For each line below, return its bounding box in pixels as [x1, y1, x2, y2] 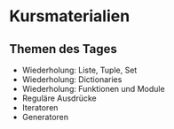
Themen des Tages [9, 42, 118, 57]
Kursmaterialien [9, 6, 130, 27]
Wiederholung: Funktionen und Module [21, 84, 166, 94]
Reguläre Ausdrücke [21, 93, 97, 103]
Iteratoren [21, 102, 59, 112]
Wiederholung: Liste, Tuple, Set [21, 64, 138, 75]
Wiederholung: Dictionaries [21, 74, 123, 85]
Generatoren [21, 112, 69, 122]
